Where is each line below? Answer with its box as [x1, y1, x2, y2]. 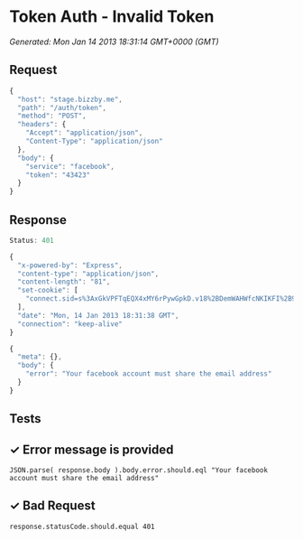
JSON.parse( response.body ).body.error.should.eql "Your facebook [9, 466, 269, 475]
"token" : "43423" [25, 170, 91, 180]
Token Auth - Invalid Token [9, 6, 215, 27]
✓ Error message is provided [9, 442, 174, 457]
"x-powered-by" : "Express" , [17, 260, 124, 270]
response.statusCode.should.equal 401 [9, 522, 155, 531]
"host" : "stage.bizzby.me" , [17, 95, 124, 104]
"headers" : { [17, 120, 67, 129]
